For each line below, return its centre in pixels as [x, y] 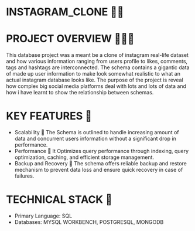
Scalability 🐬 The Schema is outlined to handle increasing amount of [97, 133]
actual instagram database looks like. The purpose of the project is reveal [95, 80]
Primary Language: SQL [43, 216]
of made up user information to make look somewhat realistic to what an [93, 74]
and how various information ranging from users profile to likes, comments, [97, 62]
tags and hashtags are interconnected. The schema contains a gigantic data [98, 67]
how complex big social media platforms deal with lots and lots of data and [96, 86]
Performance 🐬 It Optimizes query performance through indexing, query [102, 151]
